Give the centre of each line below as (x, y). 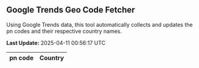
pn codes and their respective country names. (64, 31)
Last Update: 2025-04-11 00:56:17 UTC (56, 42)
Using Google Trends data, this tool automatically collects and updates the (100, 24)
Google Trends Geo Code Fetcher (71, 10)
